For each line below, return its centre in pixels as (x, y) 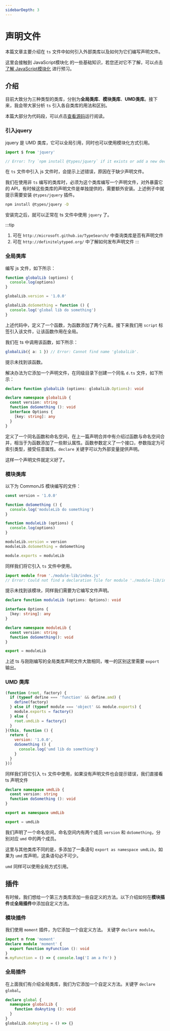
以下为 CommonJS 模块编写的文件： (43, 486)
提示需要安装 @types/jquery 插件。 (41, 195)
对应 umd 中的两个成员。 (34, 838)
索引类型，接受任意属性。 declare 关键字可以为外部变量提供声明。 (74, 449)
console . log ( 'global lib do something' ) (53, 310)
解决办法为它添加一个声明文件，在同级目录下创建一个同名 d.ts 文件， (78, 373)
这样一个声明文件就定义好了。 (36, 460)
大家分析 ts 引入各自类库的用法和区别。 (69, 105)
